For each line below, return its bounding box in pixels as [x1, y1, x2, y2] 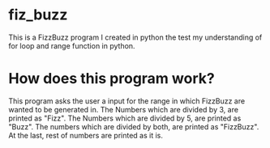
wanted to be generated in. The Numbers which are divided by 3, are [8, 104, 239, 114]
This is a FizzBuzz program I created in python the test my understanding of [8, 32, 263, 42]
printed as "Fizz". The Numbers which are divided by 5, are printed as [8, 113, 242, 123]
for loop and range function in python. [8, 40, 135, 50]
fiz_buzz [8, 6, 68, 24]
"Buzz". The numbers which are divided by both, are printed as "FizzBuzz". [8, 121, 259, 131]
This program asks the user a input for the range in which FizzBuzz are [8, 95, 246, 106]
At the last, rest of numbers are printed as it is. [8, 130, 164, 140]
